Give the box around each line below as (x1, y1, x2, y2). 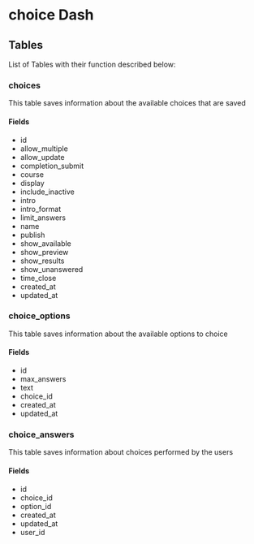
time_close (19, 273, 57, 283)
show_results (19, 256, 65, 266)
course (19, 169, 45, 179)
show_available (19, 238, 71, 248)
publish (19, 230, 45, 240)
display (19, 178, 45, 188)
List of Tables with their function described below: (8, 59, 176, 69)
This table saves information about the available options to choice (8, 329, 229, 339)
